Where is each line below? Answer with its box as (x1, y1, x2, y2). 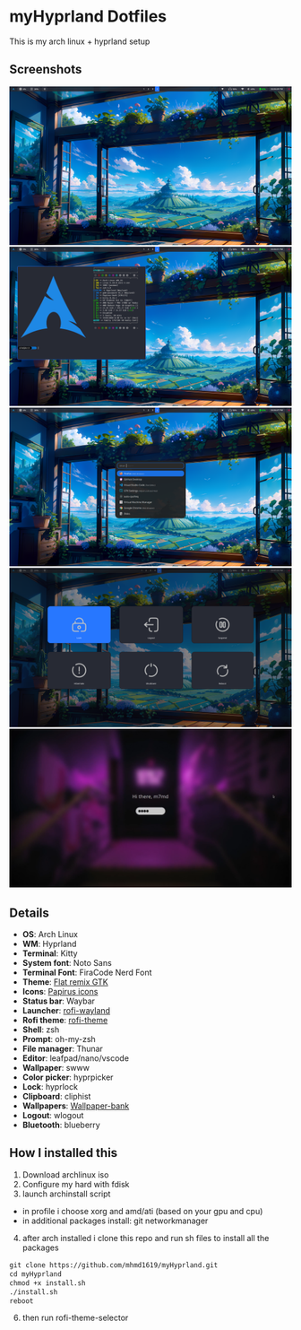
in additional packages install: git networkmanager (21, 1215, 209, 1226)
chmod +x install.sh (9, 1278, 87, 1288)
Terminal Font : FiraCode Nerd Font (21, 967, 152, 978)
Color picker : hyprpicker (21, 1072, 114, 1082)
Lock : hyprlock (21, 1082, 79, 1092)
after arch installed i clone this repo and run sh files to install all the (21, 1232, 270, 1243)
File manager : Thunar (21, 1043, 103, 1055)
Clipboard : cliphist (21, 1091, 91, 1102)
